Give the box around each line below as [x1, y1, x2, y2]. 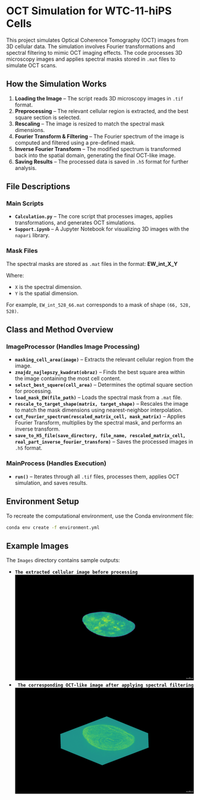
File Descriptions [6, 181, 70, 192]
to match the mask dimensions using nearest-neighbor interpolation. [14, 406, 183, 414]
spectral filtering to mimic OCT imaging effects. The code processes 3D [6, 49, 183, 56]
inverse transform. [14, 425, 61, 432]
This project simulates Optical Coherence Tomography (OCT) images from [6, 36, 189, 43]
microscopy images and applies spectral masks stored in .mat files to [6, 55, 176, 62]
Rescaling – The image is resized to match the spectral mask [14, 120, 165, 127]
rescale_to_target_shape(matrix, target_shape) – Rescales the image [14, 400, 189, 407]
